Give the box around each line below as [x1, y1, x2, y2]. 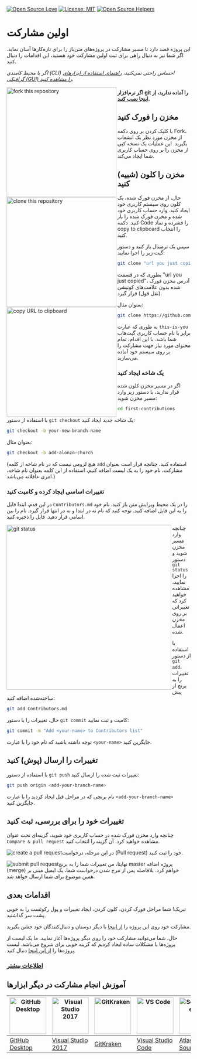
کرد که [172, 597, 186, 604]
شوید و [172, 550, 188, 557]
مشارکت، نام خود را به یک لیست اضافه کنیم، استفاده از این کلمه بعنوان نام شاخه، [6, 466, 183, 474]
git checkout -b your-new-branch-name [6, 428, 101, 434]
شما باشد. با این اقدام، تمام [117, 335, 177, 342]
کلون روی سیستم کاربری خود [117, 200, 181, 207]
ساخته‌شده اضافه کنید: [6, 694, 55, 702]
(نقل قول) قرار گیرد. [117, 290, 163, 297]
